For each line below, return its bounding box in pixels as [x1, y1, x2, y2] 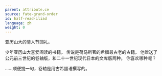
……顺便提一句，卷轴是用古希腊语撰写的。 [5, 66, 90, 72]
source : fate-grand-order [5, 12, 58, 16]
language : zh [5, 20, 32, 26]
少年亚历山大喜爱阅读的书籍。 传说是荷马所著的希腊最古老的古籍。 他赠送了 [5, 49, 158, 55]
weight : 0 [5, 25, 25, 30]
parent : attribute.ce [5, 7, 49, 12]
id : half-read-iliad [5, 16, 47, 21]
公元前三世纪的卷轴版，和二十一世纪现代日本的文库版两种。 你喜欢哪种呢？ [5, 55, 157, 61]
